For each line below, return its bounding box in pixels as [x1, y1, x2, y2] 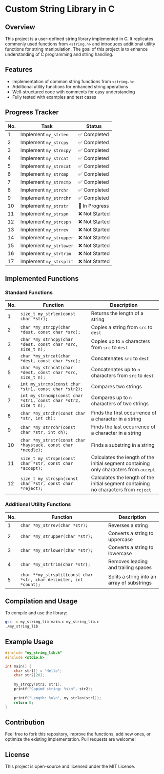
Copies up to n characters [91, 338, 150, 345]
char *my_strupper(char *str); [20, 533, 93, 539]
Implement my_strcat [20, 155, 69, 162]
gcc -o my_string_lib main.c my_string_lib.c [5, 619, 99, 625]
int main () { [5, 664, 32, 669]
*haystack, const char [20, 442, 73, 448]
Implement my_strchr [20, 187, 69, 193]
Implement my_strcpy [20, 139, 69, 146]
